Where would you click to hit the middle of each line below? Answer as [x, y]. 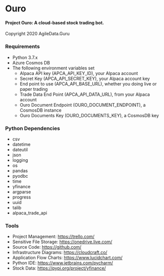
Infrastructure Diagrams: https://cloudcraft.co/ [60, 252]
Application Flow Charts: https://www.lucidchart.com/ [67, 258]
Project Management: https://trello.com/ [53, 237]
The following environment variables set [53, 68]
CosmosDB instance [41, 110]
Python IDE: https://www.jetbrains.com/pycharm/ [63, 263]
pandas [20, 171]
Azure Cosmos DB [31, 63]
